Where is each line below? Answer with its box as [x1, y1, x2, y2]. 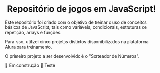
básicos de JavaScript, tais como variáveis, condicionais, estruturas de [5, 24, 147, 30]
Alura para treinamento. [5, 44, 52, 49]
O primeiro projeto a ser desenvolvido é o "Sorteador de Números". [5, 53, 140, 59]
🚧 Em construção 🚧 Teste [5, 62, 56, 68]
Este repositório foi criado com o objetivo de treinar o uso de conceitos [5, 19, 147, 25]
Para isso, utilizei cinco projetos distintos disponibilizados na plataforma [5, 38, 149, 44]
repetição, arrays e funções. [5, 29, 62, 35]
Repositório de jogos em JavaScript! [7, 3, 156, 14]
